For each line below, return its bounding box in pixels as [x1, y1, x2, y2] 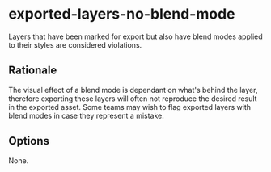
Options [8, 134, 50, 148]
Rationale [8, 64, 57, 78]
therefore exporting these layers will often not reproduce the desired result [8, 94, 257, 103]
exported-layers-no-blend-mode [8, 5, 235, 23]
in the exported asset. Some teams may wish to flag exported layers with [8, 102, 251, 111]
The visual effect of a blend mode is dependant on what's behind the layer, [8, 85, 258, 94]
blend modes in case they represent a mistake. [8, 111, 164, 120]
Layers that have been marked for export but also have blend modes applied [8, 31, 263, 41]
